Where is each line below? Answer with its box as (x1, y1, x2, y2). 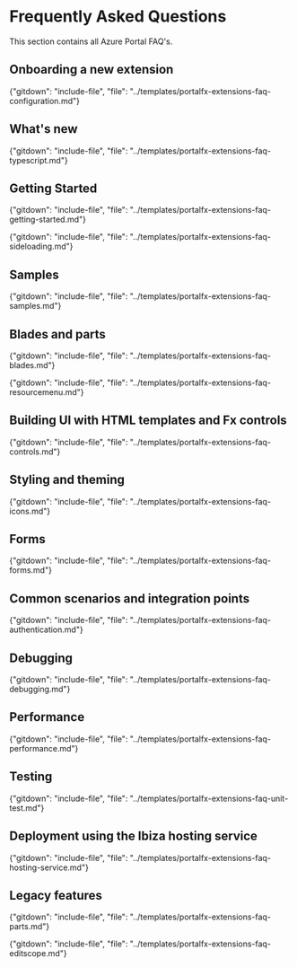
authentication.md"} (9, 624, 83, 635)
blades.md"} (9, 360, 56, 370)
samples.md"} (9, 301, 62, 312)
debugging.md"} (9, 684, 71, 695)
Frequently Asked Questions (9, 6, 227, 27)
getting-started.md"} (9, 214, 87, 225)
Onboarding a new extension (9, 62, 174, 77)
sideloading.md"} (9, 241, 74, 252)
